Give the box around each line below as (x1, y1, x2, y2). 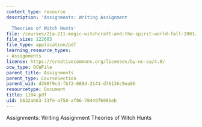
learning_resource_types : (6, 47, 71, 54)
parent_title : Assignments (6, 69, 74, 75)
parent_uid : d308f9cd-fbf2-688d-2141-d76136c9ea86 (6, 81, 136, 87)
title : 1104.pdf (6, 92, 47, 98)
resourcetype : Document (6, 86, 66, 93)
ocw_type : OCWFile (6, 64, 52, 70)
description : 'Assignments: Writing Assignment (6, 14, 128, 20)
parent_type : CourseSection (6, 75, 77, 81)
